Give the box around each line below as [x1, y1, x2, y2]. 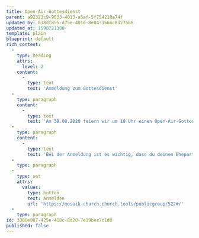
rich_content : [6, 42, 41, 48]
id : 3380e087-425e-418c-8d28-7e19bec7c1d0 [6, 217, 113, 223]
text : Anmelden [27, 195, 65, 201]
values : [21, 184, 41, 190]
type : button [27, 190, 60, 195]
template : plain [6, 31, 46, 37]
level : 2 [21, 63, 44, 70]
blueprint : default [6, 36, 54, 42]
